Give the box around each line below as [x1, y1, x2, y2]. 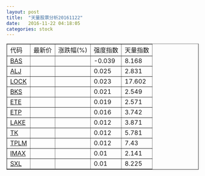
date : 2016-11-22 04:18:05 [6, 20, 81, 26]
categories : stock [6, 26, 53, 32]
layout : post [6, 9, 40, 15]
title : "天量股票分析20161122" [6, 15, 84, 21]
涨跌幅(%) [58, 46, 88, 55]
